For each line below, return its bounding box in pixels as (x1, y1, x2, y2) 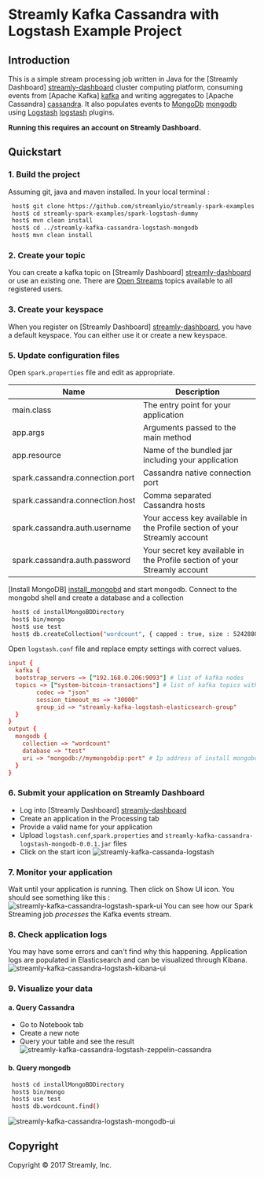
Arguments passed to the (142, 422, 236, 433)
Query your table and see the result (19, 1036, 135, 1046)
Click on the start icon (19, 846, 91, 857)
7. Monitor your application (8, 866, 112, 877)
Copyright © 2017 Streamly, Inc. (8, 1160, 112, 1169)
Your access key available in (142, 512, 247, 523)
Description (175, 386, 220, 397)
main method (142, 432, 192, 443)
